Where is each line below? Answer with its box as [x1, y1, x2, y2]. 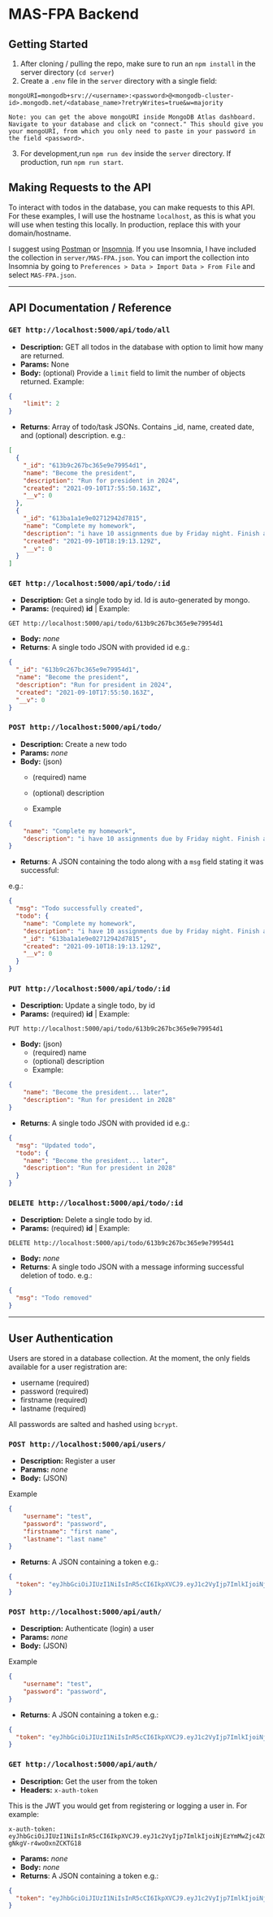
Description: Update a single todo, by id [19, 1000, 156, 1010]
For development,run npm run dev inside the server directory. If [19, 149, 232, 158]
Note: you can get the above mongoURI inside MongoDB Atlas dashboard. [8, 113, 256, 121]
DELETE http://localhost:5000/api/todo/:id [8, 1198, 184, 1208]
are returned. [19, 350, 65, 360]
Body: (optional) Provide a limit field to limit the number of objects [19, 367, 246, 378]
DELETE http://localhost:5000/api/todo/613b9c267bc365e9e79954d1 [8, 1239, 234, 1247]
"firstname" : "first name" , [23, 1527, 118, 1536]
